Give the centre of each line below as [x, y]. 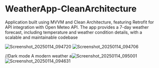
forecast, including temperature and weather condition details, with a [74, 32]
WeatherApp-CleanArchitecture [71, 9]
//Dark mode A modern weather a [38, 56]
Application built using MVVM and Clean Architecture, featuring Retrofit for [79, 22]
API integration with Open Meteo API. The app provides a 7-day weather [77, 27]
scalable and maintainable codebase [42, 37]
